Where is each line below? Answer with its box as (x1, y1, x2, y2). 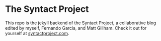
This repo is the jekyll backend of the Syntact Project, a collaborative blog (5, 20, 157, 26)
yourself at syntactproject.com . (5, 30, 70, 36)
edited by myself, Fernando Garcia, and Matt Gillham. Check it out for (5, 25, 147, 31)
